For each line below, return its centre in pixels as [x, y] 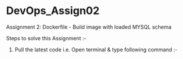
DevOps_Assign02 [53, 11]
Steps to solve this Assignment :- [46, 38]
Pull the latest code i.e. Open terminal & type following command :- [96, 49]
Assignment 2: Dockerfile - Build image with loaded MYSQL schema [89, 27]
